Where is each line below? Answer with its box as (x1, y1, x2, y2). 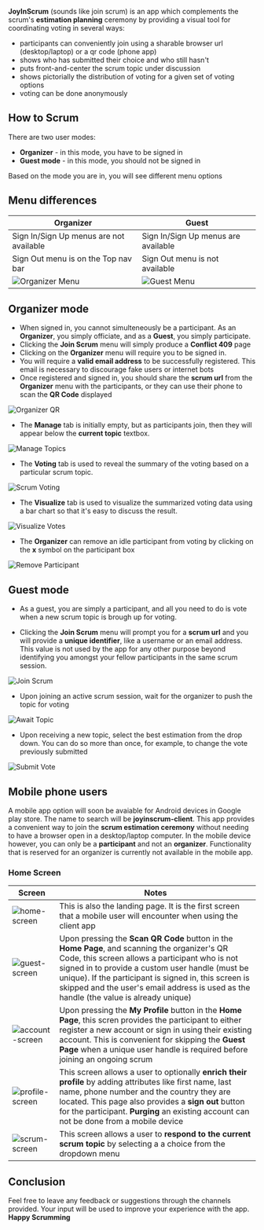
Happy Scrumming (8, 1213, 71, 1222)
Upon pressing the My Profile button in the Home (58, 1005, 242, 1016)
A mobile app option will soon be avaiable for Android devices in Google (8, 806, 241, 816)
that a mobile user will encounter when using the (58, 911, 238, 922)
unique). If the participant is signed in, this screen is (58, 972, 250, 983)
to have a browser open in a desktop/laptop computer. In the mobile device (8, 831, 251, 840)
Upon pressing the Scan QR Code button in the (58, 933, 233, 944)
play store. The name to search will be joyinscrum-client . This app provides (8, 814, 255, 824)
